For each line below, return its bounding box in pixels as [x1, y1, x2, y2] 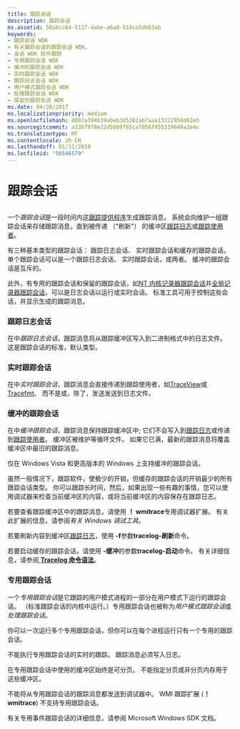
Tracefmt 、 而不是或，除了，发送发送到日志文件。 [7, 389, 155, 397]
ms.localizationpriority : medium [7, 110, 107, 117]
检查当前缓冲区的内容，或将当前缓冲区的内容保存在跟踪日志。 [38, 492, 220, 501]
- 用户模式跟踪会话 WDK [7, 84, 70, 91]
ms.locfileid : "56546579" [7, 150, 84, 157]
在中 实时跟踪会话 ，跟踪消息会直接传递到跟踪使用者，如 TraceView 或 [7, 380, 208, 389]
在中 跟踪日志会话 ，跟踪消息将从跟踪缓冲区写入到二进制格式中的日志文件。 [7, 334, 226, 342]
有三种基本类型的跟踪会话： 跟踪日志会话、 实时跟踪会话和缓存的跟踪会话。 [7, 246, 230, 254]
